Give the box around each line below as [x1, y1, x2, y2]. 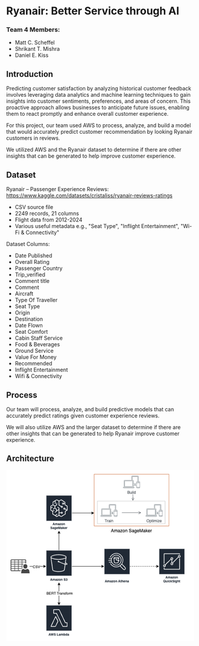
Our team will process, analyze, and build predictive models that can [6, 405, 175, 413]
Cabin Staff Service [14, 334, 63, 342]
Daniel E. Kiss [14, 52, 49, 59]
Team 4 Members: [6, 26, 61, 34]
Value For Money [14, 353, 57, 361]
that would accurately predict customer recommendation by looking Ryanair [6, 128, 192, 136]
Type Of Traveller [14, 297, 58, 304]
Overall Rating [14, 259, 49, 266]
